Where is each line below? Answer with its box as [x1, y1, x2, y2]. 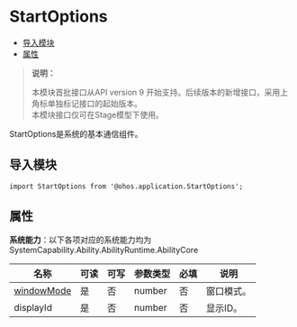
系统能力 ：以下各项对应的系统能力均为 [9, 234, 151, 245]
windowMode [13, 284, 72, 296]
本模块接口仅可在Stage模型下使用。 [31, 109, 165, 120]
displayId [13, 301, 52, 313]
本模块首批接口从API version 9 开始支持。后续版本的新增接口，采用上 [31, 86, 289, 97]
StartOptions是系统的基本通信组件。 [9, 128, 143, 139]
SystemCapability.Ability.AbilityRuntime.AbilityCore [9, 244, 199, 255]
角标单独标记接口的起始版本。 [31, 97, 142, 109]
